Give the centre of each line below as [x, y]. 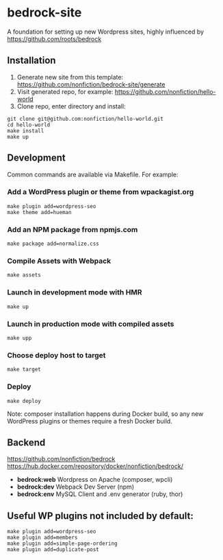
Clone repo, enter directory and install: [71, 106]
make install [26, 131]
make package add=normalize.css [53, 244]
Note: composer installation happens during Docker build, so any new [105, 414]
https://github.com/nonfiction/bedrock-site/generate [91, 84]
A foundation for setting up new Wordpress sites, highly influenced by [105, 32]
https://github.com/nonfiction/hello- [165, 91]
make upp [19, 338]
